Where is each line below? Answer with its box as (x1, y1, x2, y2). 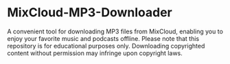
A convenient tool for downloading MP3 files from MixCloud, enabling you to (7, 27, 223, 35)
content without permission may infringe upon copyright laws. (7, 49, 183, 57)
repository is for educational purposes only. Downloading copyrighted (7, 42, 205, 50)
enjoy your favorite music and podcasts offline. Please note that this (7, 34, 200, 42)
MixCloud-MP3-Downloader (7, 5, 173, 20)
